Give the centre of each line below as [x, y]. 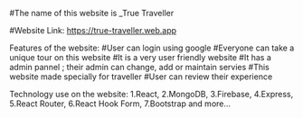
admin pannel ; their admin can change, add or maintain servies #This [139, 67]
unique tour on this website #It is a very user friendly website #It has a [140, 57]
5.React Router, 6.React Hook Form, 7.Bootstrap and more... [120, 104]
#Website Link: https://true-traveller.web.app [93, 30]
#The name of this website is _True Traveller [92, 13]
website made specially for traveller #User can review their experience [141, 77]
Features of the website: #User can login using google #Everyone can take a [152, 48]
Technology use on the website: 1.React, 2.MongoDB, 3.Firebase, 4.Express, [151, 94]
